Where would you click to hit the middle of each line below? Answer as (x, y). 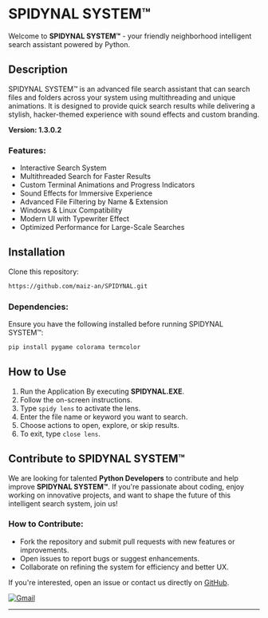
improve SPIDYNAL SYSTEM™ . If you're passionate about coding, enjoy (126, 486)
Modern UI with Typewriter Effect (75, 219)
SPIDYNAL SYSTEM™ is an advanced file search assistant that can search (129, 89)
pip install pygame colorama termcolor (75, 347)
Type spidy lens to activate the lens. (80, 408)
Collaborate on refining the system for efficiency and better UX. (124, 567)
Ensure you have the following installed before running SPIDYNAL (116, 324)
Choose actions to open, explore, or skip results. (99, 425)
